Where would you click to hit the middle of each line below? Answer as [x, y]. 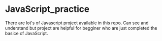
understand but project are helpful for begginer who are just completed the [81, 28]
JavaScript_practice [47, 9]
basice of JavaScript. [27, 33]
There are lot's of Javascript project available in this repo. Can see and [77, 23]
